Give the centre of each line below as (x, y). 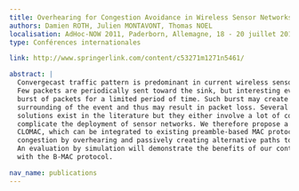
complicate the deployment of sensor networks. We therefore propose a (153, 124)
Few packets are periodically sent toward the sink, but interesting (149, 91)
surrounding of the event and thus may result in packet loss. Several (153, 107)
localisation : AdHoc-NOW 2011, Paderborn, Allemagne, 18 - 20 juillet (143, 34)
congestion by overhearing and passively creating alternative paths (149, 140)
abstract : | (31, 75)
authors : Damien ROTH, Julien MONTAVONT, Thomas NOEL (111, 26)
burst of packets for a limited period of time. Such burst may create (153, 99)
